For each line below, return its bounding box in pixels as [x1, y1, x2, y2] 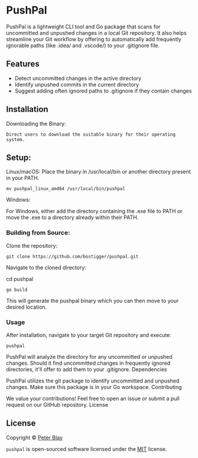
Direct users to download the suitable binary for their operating [6, 131, 176, 138]
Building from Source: [6, 228, 70, 237]
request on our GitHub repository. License [6, 401, 109, 408]
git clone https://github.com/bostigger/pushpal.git [6, 253, 139, 260]
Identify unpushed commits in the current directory [14, 81, 139, 88]
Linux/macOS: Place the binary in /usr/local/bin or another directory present [6, 168, 191, 175]
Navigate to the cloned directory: [6, 264, 87, 271]
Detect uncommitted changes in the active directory [14, 74, 142, 81]
